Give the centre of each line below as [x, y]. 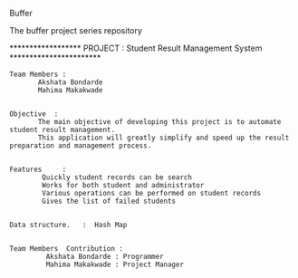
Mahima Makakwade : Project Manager [115, 264]
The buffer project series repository [76, 30]
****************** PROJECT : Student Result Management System [136, 48]
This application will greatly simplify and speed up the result [163, 138]
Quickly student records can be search [117, 177]
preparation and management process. [81, 146]
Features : [38, 169]
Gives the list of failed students [109, 201]
